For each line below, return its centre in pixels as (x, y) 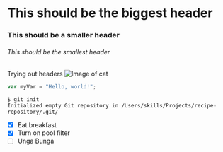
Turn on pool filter (44, 133)
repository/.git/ (33, 112)
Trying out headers (35, 74)
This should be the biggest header (110, 13)
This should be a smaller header (64, 35)
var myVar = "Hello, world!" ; (52, 87)
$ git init (23, 100)
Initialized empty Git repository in (63, 106)
